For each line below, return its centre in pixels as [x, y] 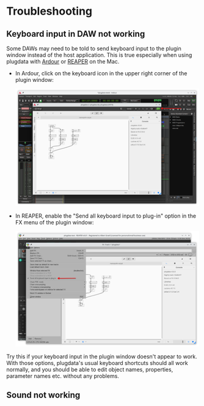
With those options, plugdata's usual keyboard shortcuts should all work [97, 363]
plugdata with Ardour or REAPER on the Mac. [63, 61]
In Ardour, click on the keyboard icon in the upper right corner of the [101, 73]
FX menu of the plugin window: [54, 222]
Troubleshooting [49, 11]
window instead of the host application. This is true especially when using [99, 55]
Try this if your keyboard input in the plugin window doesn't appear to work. [102, 356]
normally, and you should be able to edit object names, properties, [90, 370]
